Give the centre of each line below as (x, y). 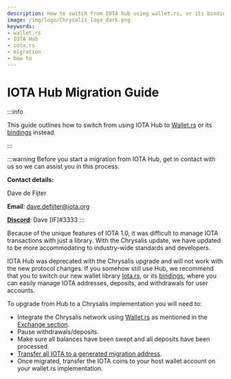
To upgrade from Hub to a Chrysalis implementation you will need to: (104, 303)
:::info (15, 112)
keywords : (21, 26)
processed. (33, 346)
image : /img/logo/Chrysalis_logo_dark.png (69, 20)
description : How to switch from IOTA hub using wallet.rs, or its (106, 13)
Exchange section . (43, 324)
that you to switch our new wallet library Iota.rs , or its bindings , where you (112, 276)
